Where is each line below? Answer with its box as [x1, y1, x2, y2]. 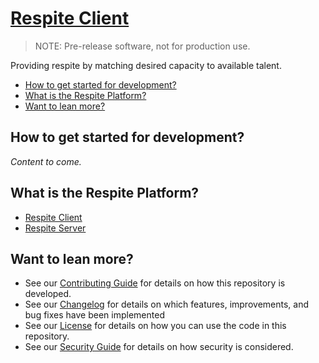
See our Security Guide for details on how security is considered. [24, 341, 294, 353]
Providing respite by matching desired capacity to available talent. [10, 59, 282, 71]
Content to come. [10, 155, 82, 167]
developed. [24, 288, 72, 300]
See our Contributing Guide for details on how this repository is [24, 277, 286, 289]
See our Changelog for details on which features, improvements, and [24, 298, 309, 311]
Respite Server [24, 222, 87, 234]
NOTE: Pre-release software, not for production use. [34, 40, 251, 52]
